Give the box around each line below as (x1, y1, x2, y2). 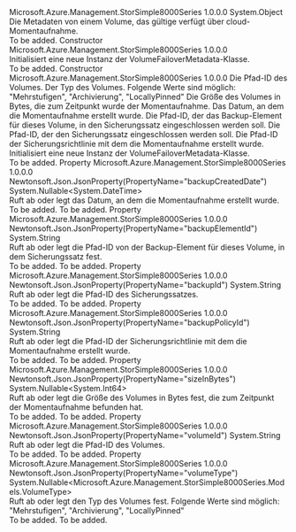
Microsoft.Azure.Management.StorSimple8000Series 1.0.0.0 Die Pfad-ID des (9, 73, 288, 83)
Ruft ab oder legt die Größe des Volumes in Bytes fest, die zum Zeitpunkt (9, 392, 275, 403)
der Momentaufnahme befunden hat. (9, 402, 144, 412)
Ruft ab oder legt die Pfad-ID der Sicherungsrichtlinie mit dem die (9, 336, 247, 346)
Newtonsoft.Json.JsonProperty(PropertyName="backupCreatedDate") (9, 176, 268, 187)
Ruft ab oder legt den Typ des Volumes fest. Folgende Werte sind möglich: (9, 496, 280, 506)
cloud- (225, 16, 250, 27)
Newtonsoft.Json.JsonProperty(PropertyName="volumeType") (9, 467, 239, 478)
